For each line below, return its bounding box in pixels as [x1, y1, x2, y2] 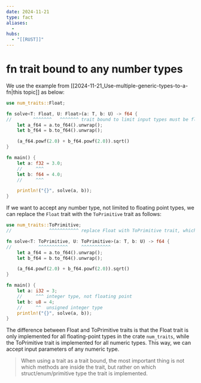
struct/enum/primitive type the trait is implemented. [20, 370, 148, 377]
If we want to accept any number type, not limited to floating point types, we [6, 204, 194, 211]
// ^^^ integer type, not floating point [17, 293, 133, 299]
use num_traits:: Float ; [6, 100, 66, 106]
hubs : [6, 31, 20, 37]
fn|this [6, 88, 22, 96]
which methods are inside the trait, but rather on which [20, 363, 157, 371]
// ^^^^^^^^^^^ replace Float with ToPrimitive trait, [6, 228, 181, 234]
